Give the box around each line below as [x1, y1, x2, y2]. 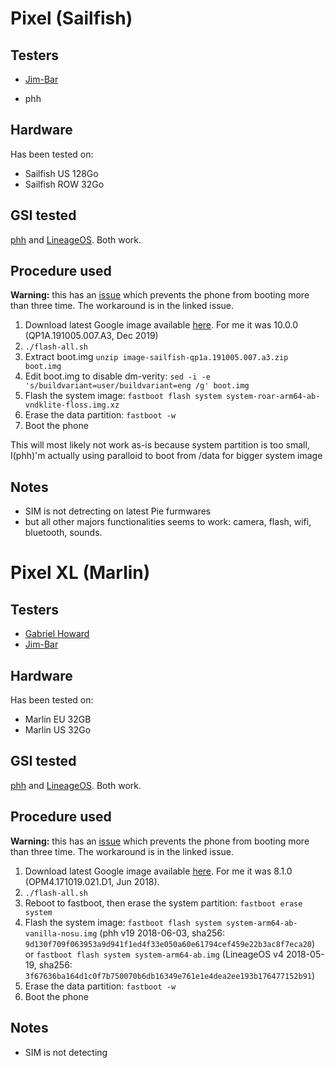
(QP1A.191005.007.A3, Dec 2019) [24, 330, 159, 342]
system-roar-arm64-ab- [226, 392, 321, 402]
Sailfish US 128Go [24, 167, 99, 179]
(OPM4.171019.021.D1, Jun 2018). [24, 875, 160, 887]
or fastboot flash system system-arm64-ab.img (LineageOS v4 [24, 948, 284, 960]
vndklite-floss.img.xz [24, 400, 120, 411]
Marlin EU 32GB [24, 713, 92, 726]
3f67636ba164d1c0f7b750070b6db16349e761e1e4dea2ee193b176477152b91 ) [24, 969, 316, 981]
